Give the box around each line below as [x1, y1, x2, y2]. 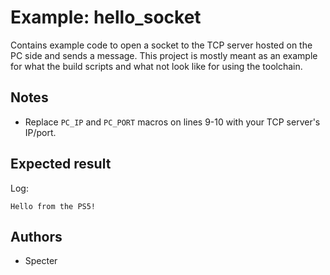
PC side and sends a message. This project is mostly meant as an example [10, 49, 318, 61]
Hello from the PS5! [10, 201, 97, 211]
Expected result [10, 156, 112, 173]
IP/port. [24, 126, 57, 138]
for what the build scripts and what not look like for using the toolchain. [10, 60, 303, 72]
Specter [24, 255, 58, 267]
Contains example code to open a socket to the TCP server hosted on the [10, 39, 313, 51]
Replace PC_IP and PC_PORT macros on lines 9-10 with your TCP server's [24, 116, 321, 128]
